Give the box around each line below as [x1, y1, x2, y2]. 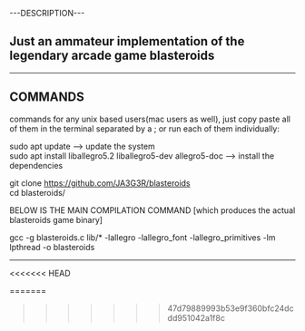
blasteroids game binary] [9, 214, 103, 225]
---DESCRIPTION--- [9, 8, 85, 18]
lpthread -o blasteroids [9, 241, 95, 252]
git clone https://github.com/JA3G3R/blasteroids [9, 177, 191, 189]
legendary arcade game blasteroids [9, 48, 215, 63]
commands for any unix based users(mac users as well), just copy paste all [9, 113, 290, 124]
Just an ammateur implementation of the [9, 34, 245, 49]
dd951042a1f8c [167, 312, 225, 323]
